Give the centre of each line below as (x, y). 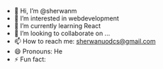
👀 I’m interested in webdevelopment (66, 18)
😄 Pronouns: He (38, 51)
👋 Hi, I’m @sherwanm (45, 11)
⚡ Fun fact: (30, 59)
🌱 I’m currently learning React (57, 26)
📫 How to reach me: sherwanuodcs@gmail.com (85, 41)
